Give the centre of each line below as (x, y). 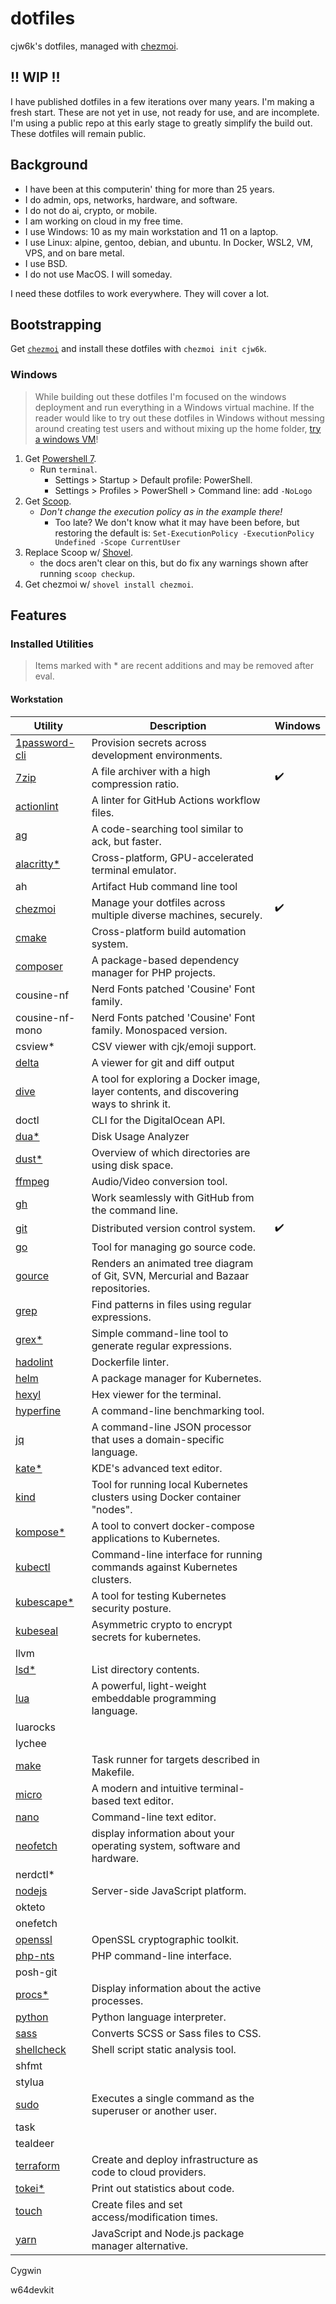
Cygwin (26, 2270)
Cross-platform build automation (169, 931)
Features (38, 615)
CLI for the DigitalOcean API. (158, 1120)
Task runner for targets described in (176, 1759)
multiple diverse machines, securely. (177, 915)
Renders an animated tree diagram (172, 1263)
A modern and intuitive (144, 1788)
